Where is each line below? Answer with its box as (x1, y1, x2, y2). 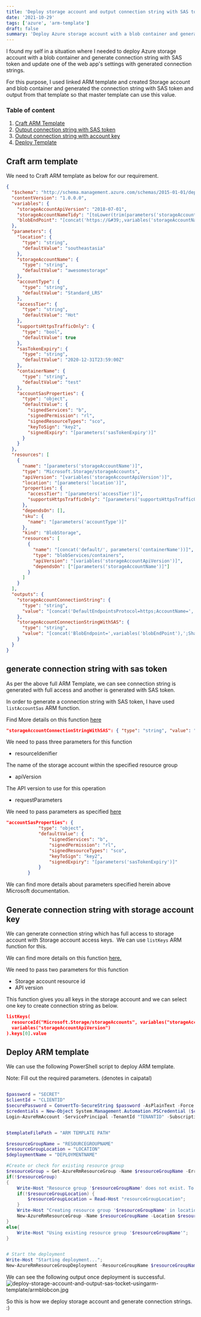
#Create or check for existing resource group (6, 1163, 124, 1169)
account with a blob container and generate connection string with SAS (6, 54, 182, 61)
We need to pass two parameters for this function (6, 966, 129, 973)
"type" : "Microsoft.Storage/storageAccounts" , (22, 468, 141, 474)
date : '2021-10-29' (6, 14, 55, 20)
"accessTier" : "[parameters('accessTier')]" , (28, 491, 144, 497)
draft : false (6, 25, 39, 32)
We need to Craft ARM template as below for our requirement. (6, 172, 159, 180)
